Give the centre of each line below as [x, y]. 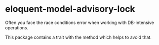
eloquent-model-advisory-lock [70, 9]
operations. [17, 27]
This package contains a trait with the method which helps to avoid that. [78, 37]
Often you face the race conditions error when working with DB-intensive [79, 22]
